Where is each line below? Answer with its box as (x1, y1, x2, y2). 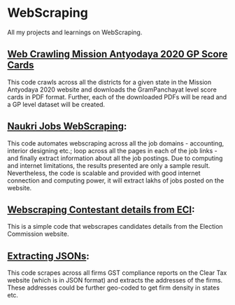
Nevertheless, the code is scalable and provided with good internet (7, 169, 201, 177)
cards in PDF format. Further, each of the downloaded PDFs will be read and (7, 92, 227, 101)
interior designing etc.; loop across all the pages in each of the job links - (7, 146, 218, 155)
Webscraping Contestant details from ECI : (7, 204, 195, 215)
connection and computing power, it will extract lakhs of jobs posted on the (7, 176, 225, 185)
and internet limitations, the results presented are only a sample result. (7, 161, 211, 169)
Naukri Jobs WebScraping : (7, 120, 127, 132)
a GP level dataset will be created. (7, 100, 106, 108)
